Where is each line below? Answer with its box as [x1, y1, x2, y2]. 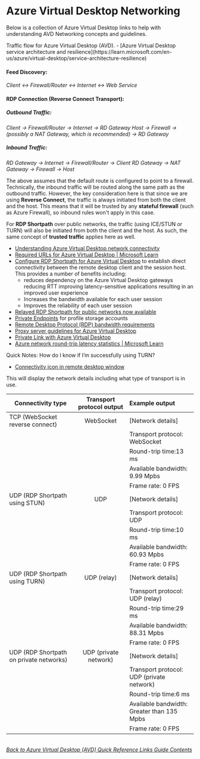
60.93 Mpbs [129, 550, 164, 558]
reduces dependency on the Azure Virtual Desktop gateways [23, 276, 174, 283]
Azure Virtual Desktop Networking [6, 4, 180, 18]
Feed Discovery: [6, 68, 48, 75]
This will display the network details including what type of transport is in [6, 375, 186, 382]
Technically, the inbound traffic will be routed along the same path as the [6, 183, 185, 191]
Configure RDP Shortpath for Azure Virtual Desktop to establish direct [14, 257, 186, 264]
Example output [129, 399, 176, 407]
